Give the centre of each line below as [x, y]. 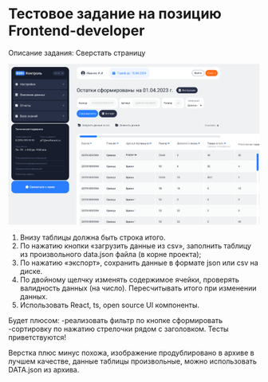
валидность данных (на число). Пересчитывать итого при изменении [138, 288]
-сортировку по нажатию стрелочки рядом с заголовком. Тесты [118, 329]
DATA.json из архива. [44, 369]
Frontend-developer [77, 31]
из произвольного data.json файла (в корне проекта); [110, 254]
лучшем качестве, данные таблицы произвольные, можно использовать [133, 361]
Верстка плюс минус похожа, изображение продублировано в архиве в [131, 353]
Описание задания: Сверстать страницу [77, 53]
